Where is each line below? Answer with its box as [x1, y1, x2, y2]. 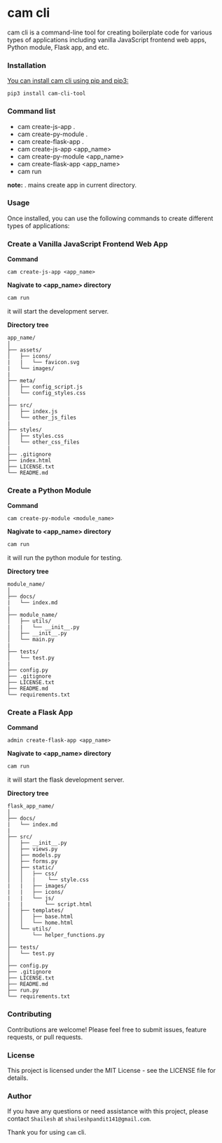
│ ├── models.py [7, 852, 61, 859]
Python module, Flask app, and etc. [7, 43, 110, 51]
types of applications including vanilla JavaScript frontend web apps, [7, 35, 207, 44]
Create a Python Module [7, 486, 92, 495]
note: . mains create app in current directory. [7, 180, 137, 189]
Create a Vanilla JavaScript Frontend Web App [7, 239, 168, 248]
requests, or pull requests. [7, 1033, 83, 1041]
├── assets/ [7, 347, 42, 354]
